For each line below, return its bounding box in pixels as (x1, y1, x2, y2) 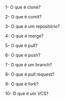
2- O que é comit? (5, 14, 42, 19)
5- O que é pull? (5, 43, 38, 49)
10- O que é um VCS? (5, 91, 49, 96)
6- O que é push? (5, 52, 41, 58)
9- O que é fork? (5, 81, 39, 87)
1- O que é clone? (5, 4, 41, 10)
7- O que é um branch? (5, 62, 52, 67)
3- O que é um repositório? (5, 23, 60, 29)
